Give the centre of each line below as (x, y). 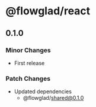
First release (29, 63)
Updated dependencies (43, 91)
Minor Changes (28, 50)
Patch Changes (28, 78)
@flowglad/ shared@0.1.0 (53, 98)
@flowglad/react (48, 11)
